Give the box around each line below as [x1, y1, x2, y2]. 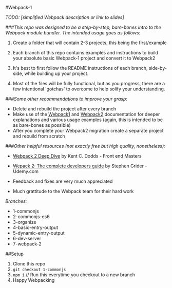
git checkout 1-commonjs [12, 267, 66, 272]
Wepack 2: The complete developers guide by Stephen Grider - [12, 163, 147, 169]
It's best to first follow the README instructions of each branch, [12, 65, 148, 71]
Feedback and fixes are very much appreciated [12, 178, 113, 184]
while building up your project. [24, 70, 89, 76]
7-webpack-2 [12, 241, 42, 247]
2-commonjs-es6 [12, 214, 50, 220]
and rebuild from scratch [12, 133, 65, 139]
